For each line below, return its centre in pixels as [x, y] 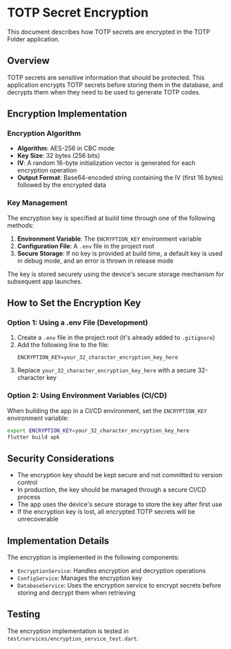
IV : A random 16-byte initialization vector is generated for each [106, 163]
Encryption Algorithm [44, 134]
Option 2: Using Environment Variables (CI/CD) [87, 396]
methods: [21, 225]
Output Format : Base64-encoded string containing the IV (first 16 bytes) [120, 178]
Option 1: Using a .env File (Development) [78, 323]
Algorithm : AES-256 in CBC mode [66, 148]
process [29, 497]
